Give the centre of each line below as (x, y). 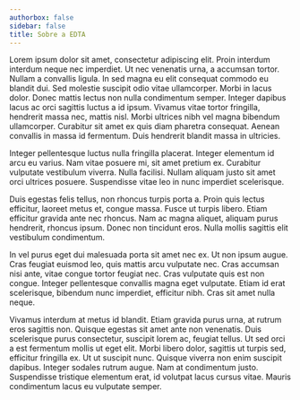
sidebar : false (38, 26)
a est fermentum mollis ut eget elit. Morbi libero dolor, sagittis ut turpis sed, (148, 348)
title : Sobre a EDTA (48, 34)
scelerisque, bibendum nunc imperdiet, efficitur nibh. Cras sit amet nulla (142, 293)
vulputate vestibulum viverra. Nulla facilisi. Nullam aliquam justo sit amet (142, 172)
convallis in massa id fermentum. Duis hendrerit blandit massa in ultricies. (145, 136)
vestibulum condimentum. (57, 238)
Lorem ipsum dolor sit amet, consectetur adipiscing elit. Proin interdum (140, 60)
